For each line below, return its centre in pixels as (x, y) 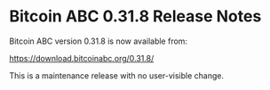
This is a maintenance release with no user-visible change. (117, 75)
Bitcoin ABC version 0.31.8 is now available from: (99, 41)
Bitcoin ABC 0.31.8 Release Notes (135, 16)
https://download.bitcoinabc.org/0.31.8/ (82, 58)
